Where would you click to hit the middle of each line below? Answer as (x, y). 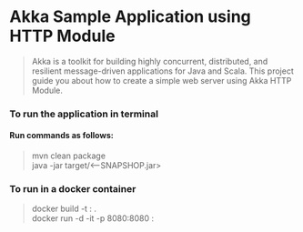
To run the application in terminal (84, 114)
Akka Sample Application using (131, 17)
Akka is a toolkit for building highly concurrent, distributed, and (150, 61)
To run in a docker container (73, 188)
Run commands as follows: (61, 136)
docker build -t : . (64, 209)
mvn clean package (69, 156)
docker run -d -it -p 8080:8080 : (93, 218)
